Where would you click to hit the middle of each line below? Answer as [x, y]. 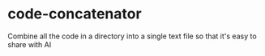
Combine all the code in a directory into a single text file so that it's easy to [132, 36]
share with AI [30, 44]
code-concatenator [75, 14]
